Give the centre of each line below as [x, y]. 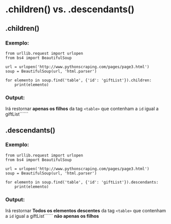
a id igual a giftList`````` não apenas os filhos [52, 216]
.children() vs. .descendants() [70, 9]
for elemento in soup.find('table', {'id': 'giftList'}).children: [79, 80]
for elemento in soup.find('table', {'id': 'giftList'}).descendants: [82, 182]
